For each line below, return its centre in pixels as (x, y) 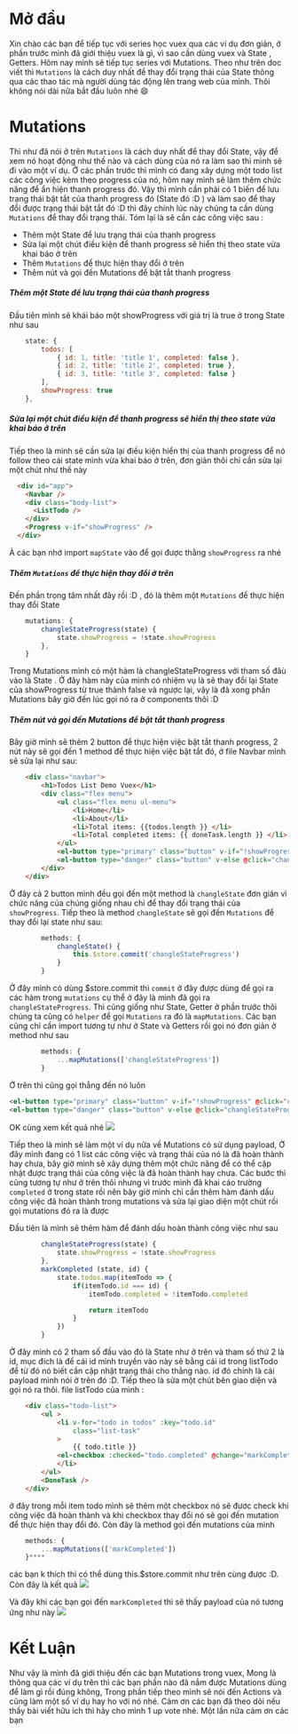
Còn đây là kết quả (43, 1585)
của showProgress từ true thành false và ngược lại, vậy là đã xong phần (140, 690)
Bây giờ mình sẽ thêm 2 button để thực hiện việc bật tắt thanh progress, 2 (144, 742)
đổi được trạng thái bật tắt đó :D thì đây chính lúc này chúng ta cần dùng (141, 208)
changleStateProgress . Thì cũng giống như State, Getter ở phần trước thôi (143, 1007)
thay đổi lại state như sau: (56, 922)
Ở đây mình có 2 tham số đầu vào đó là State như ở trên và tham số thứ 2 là (147, 1352)
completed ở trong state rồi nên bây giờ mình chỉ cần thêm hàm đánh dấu (141, 1192)
